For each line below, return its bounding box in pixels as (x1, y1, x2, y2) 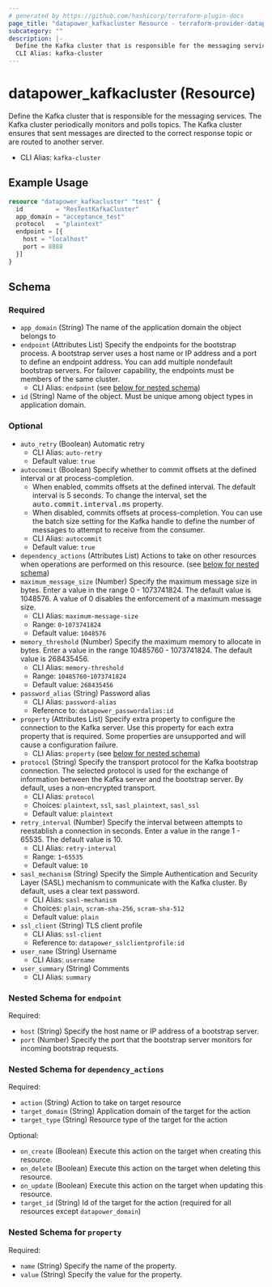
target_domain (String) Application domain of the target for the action (19, 1106, 251, 1116)
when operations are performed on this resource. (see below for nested (19, 559, 260, 569)
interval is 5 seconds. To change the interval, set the (32, 491, 207, 500)
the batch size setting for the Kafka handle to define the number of (32, 516, 255, 526)
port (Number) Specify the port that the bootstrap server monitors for (19, 1034, 253, 1044)
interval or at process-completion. (19, 473, 134, 482)
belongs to (19, 331, 57, 341)
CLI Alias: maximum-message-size (32, 610, 139, 620)
